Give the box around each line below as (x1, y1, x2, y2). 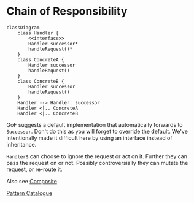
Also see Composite (6, 177, 57, 185)
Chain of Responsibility (6, 4, 128, 18)
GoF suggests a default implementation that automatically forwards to (6, 121, 183, 128)
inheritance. (6, 140, 37, 148)
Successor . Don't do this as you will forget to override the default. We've (6, 128, 188, 135)
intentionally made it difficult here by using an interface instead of (6, 134, 173, 142)
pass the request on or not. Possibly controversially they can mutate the (6, 159, 188, 166)
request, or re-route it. (6, 166, 63, 173)
